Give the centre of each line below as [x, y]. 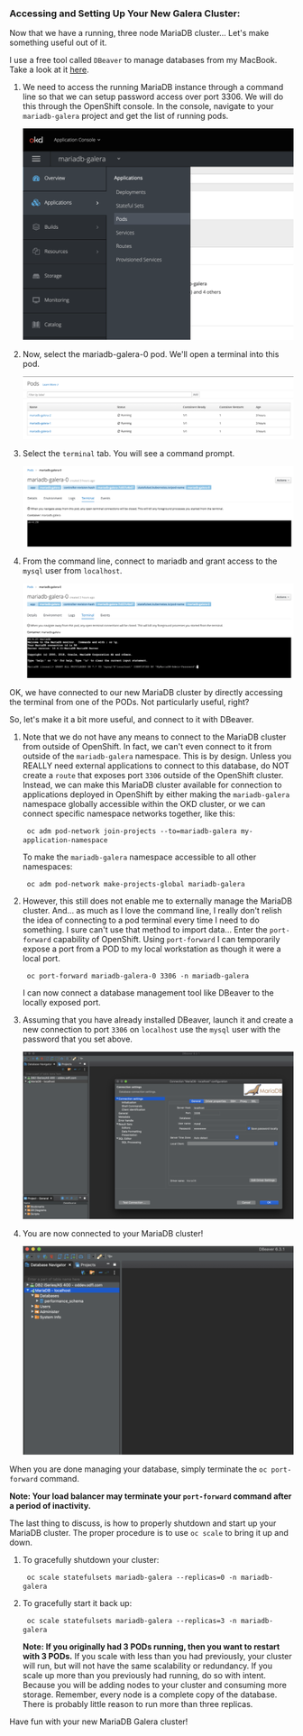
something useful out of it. [58, 42]
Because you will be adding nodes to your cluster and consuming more [154, 1685]
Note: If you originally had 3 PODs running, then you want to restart [151, 1646]
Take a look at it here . [49, 69]
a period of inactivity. [50, 1505]
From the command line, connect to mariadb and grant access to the [150, 561]
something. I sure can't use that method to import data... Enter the [145, 930]
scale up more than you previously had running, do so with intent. [144, 1675]
